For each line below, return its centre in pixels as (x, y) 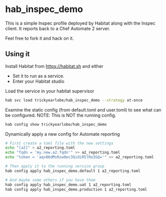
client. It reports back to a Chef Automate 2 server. (58, 28)
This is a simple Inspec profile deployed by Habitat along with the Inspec (80, 23)
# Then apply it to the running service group (55, 166)
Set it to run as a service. (38, 76)
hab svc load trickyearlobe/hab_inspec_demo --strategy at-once (74, 100)
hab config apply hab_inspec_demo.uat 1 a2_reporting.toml (68, 184)
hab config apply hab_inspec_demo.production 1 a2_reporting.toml (76, 189)
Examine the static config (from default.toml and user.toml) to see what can (84, 110)
